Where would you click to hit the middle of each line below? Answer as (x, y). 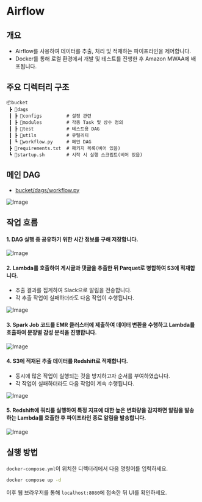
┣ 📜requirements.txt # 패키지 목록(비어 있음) (65, 148)
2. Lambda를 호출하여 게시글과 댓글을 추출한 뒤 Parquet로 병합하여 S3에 (93, 268)
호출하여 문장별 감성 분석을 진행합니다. (52, 332)
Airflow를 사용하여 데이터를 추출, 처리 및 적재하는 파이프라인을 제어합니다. (103, 51)
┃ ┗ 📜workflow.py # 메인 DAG (50, 142)
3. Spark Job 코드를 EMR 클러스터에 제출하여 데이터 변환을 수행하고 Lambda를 (101, 325)
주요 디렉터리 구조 (38, 88)
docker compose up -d (34, 480)
